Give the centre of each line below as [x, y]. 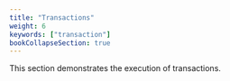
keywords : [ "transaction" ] [60, 34]
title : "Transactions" [52, 18]
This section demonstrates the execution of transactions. [115, 68]
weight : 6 [28, 26]
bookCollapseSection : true [60, 43]
